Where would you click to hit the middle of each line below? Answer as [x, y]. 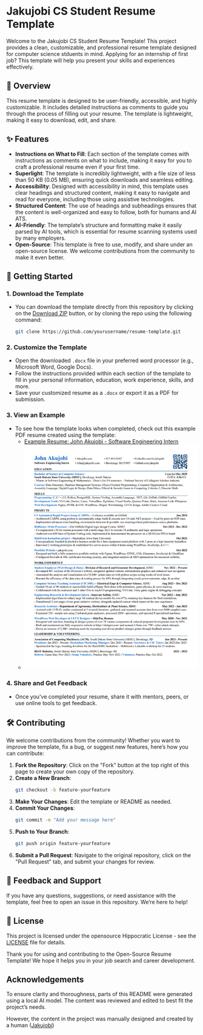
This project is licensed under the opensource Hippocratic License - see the [101, 936]
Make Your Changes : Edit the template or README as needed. [93, 802]
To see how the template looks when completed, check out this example [105, 428]
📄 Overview [28, 86]
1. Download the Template [45, 293]
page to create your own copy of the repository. [75, 772]
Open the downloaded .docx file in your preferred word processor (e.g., [104, 361]
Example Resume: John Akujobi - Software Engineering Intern [101, 441]
